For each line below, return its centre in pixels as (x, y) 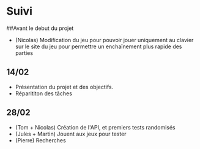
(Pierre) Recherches (40, 140)
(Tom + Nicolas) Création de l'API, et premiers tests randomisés (95, 127)
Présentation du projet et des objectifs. (64, 87)
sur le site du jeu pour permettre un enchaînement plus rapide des (98, 46)
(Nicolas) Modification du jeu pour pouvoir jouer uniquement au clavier (104, 40)
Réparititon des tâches (43, 93)
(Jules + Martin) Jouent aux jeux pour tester (71, 134)
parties (24, 53)
